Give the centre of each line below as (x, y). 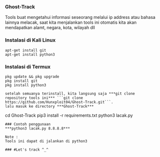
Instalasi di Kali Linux (30, 40)
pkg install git (21, 81)
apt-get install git (26, 50)
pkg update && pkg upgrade (32, 77)
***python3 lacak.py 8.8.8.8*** (37, 128)
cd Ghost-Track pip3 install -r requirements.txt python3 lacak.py (69, 115)
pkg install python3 (26, 85)
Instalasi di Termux (28, 66)
